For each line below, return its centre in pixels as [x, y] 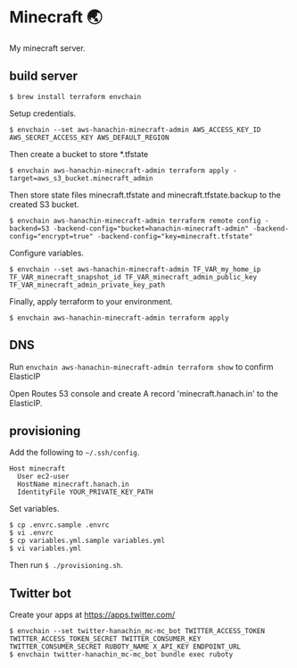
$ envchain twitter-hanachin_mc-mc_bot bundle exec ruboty [121, 655]
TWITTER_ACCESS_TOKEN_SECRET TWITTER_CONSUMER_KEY [105, 639]
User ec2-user [43, 477]
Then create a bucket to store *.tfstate [79, 154]
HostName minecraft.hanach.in [73, 484]
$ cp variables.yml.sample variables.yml [87, 541]
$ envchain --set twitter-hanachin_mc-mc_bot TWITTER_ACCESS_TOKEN [137, 631]
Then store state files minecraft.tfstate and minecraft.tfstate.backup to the [145, 195]
